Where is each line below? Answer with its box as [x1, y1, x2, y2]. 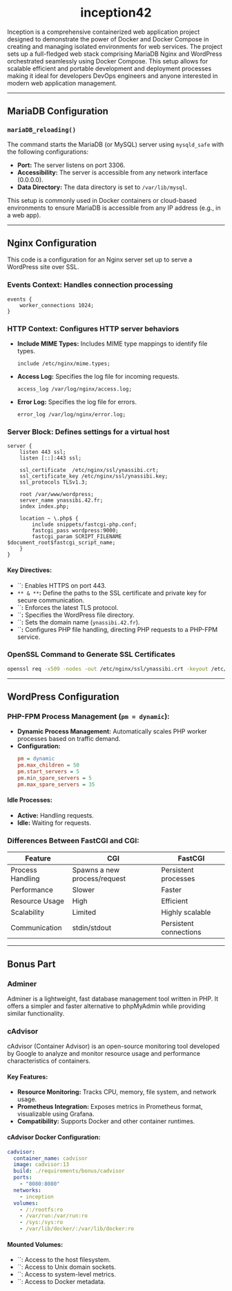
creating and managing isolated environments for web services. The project [7, 42, 223, 50]
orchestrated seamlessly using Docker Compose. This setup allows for [7, 57, 209, 65]
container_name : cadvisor [13, 1154, 88, 1162]
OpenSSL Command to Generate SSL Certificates [7, 650, 176, 660]
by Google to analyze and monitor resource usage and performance [7, 1049, 200, 1058]
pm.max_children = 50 [17, 762, 80, 769]
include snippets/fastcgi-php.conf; [32, 521, 137, 529]
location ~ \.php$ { [19, 515, 79, 522]
